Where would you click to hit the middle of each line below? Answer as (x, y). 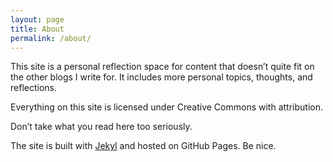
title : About (37, 29)
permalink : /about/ (51, 38)
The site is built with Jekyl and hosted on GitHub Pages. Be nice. (143, 146)
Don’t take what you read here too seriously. (101, 127)
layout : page (37, 19)
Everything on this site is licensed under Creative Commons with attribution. (166, 107)
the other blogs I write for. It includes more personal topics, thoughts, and (161, 77)
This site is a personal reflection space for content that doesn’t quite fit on (162, 67)
